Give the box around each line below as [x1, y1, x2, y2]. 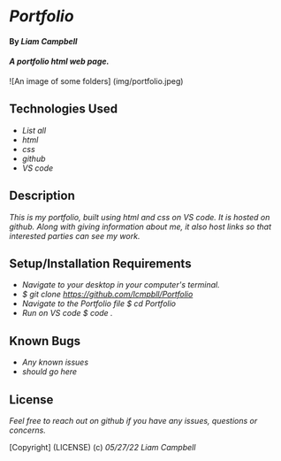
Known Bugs [9, 334, 81, 349]
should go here [21, 366, 78, 377]
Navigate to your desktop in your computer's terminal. [21, 280, 220, 290]
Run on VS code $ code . [21, 308, 113, 319]
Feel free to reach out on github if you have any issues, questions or [9, 416, 258, 426]
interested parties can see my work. [9, 230, 140, 241]
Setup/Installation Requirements [9, 257, 192, 271]
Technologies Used [9, 102, 118, 117]
